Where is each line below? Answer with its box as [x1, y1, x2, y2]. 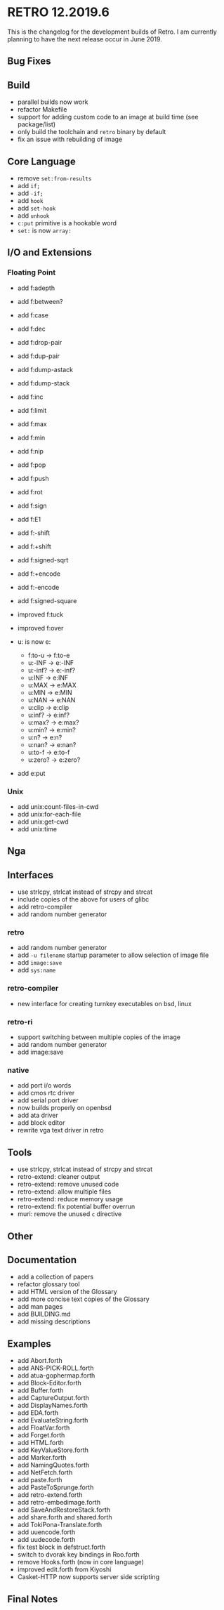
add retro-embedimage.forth [17, 1498, 100, 1507]
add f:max [17, 419, 47, 428]
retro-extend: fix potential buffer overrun [17, 1202, 136, 1211]
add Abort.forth [17, 1357, 62, 1365]
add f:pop [17, 461, 46, 469]
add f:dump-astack [17, 365, 74, 374]
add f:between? [17, 297, 63, 305]
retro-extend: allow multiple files [17, 1187, 112, 1196]
